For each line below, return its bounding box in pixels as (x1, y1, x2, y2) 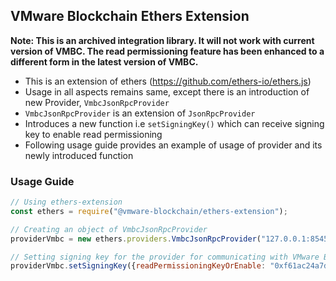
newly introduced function (24, 149, 134, 161)
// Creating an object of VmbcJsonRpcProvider (10, 224, 208, 234)
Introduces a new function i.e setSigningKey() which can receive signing (24, 117, 325, 129)
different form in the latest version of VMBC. (10, 55, 199, 68)
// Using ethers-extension (10, 197, 123, 208)
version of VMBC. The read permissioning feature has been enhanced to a (10, 45, 325, 57)
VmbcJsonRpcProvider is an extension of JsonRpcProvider (24, 107, 256, 119)
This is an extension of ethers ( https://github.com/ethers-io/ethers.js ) (24, 75, 312, 87)
